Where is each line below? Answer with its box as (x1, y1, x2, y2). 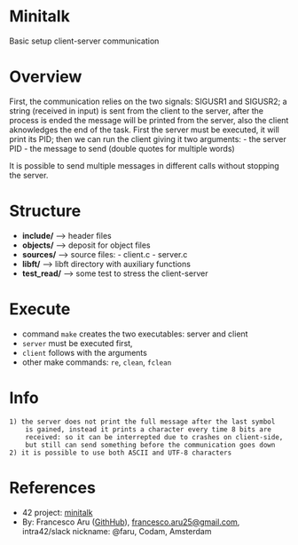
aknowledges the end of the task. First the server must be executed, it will (9, 124, 279, 135)
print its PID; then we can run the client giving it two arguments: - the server (9, 133, 286, 144)
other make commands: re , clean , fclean (21, 357, 172, 367)
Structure (9, 201, 82, 221)
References (9, 478, 96, 498)
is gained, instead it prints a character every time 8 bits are (25, 424, 272, 434)
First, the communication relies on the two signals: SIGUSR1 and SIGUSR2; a (9, 96, 287, 107)
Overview (9, 67, 82, 87)
